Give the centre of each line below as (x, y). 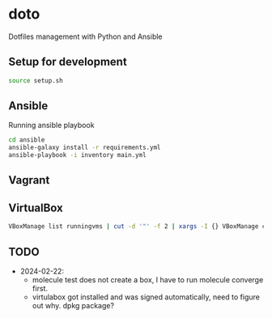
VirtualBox (36, 208)
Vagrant (29, 180)
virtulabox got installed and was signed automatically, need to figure (146, 297)
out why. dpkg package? (73, 305)
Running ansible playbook (51, 125)
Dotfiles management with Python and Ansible (86, 36)
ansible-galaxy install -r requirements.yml (85, 148)
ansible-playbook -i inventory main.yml (78, 155)
